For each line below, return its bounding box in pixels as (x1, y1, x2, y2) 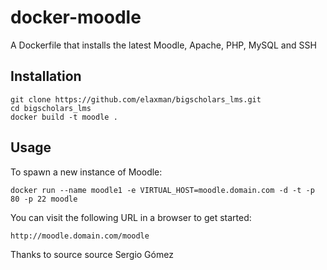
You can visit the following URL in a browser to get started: (10, 211, 252, 223)
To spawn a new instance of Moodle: (10, 166, 163, 178)
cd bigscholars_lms (10, 103, 92, 113)
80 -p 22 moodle (10, 194, 78, 204)
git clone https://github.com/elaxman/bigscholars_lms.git (10, 94, 262, 105)
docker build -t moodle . (10, 112, 118, 122)
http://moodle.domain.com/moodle (10, 231, 150, 241)
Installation (10, 68, 82, 85)
